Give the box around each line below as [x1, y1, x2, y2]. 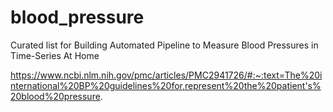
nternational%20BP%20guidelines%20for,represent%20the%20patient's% [10, 79, 322, 91]
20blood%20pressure [10, 90, 101, 102]
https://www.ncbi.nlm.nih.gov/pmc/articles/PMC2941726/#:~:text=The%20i [10, 69, 323, 81]
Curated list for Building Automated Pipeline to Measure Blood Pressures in [10, 39, 319, 51]
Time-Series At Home [10, 49, 100, 61]
